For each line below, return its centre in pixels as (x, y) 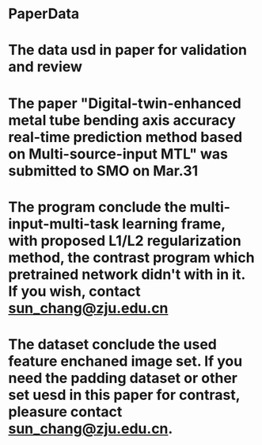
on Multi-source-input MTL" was (118, 153)
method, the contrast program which (131, 257)
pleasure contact (65, 411)
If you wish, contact (74, 291)
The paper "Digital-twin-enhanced (125, 103)
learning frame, (174, 224)
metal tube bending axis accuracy (122, 120)
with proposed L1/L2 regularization (125, 241)
